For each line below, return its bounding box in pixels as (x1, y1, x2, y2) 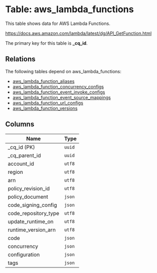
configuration (8, 251, 40, 258)
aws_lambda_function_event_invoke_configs (12, 89, 105, 95)
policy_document (8, 193, 49, 200)
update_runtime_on (8, 218, 54, 225)
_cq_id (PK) (8, 143, 35, 150)
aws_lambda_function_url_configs (12, 100, 84, 106)
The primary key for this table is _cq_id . (5, 40, 88, 46)
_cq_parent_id (8, 151, 42, 159)
